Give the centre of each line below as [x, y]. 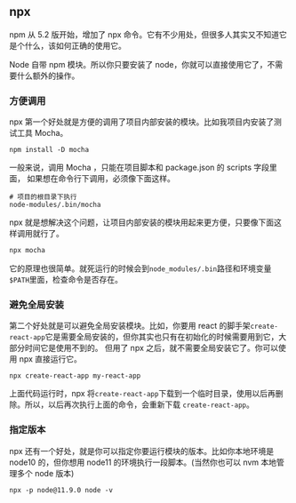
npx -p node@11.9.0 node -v [61, 490]
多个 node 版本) [45, 473]
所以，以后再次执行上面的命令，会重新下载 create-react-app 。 [140, 404]
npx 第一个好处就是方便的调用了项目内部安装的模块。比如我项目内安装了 [142, 122]
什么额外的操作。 [48, 76]
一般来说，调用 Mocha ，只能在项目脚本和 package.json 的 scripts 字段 [139, 168]
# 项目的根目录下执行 [43, 197]
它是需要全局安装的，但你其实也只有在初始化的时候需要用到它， [162, 337]
